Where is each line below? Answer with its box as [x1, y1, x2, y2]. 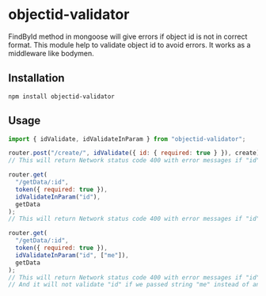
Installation [8, 71, 65, 85]
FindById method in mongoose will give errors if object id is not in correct [8, 32, 248, 41]
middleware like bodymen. [8, 48, 95, 58]
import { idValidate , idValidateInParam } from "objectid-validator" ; [8, 135, 246, 143]
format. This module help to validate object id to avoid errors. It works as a [8, 40, 251, 49]
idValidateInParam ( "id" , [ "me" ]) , [15, 251, 129, 259]
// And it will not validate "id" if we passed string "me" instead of [8, 281, 249, 289]
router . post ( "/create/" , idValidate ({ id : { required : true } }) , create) [8, 149, 260, 157]
